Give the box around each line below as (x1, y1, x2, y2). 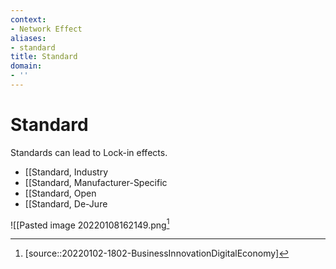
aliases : (10, 33, 47, 43)
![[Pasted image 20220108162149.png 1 (10, 217, 170, 231)
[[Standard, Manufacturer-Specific (24, 176, 168, 188)
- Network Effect (10, 24, 83, 34)
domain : (10, 61, 43, 71)
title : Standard (10, 52, 78, 62)
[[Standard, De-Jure (24, 197, 108, 210)
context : (10, 14, 47, 25)
